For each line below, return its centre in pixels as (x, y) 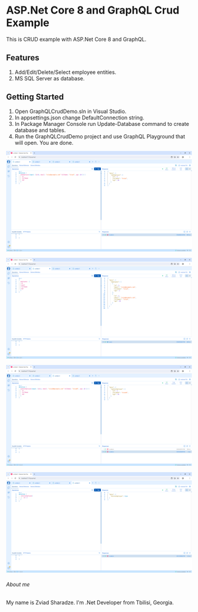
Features (23, 58)
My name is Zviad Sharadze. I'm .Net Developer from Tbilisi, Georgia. (90, 603)
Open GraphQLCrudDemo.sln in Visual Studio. (70, 111)
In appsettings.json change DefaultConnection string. (79, 117)
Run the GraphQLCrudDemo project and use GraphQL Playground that (100, 136)
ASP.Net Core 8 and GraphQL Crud (93, 10)
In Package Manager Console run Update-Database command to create (102, 124)
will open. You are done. (44, 143)
